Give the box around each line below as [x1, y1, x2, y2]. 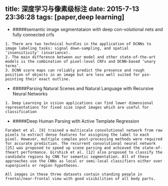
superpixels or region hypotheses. [5, 163, 80, 168]
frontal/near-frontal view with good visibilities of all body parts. [5, 176, 156, 181]
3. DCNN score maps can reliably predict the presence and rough [5, 67, 144, 73]
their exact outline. [25, 76, 71, 81]
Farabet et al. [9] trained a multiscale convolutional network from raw [5, 128, 163, 133]
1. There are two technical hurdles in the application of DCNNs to [5, 41, 151, 46]
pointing [5, 76, 24, 81]
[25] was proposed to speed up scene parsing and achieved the [5, 145, 140, 150]
